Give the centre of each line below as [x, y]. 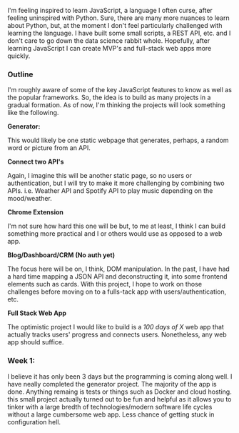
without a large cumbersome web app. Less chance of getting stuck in [111, 414]
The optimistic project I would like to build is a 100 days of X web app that [116, 327]
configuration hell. [34, 422]
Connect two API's [36, 162]
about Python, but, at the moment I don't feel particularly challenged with [115, 25]
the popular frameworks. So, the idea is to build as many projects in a [109, 98]
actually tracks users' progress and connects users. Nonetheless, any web [117, 334]
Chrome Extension [36, 212]
